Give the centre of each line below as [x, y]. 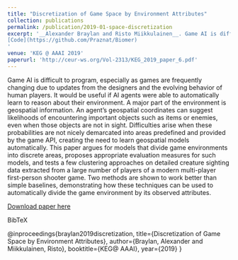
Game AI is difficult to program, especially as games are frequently [105, 80]
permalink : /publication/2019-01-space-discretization [90, 27]
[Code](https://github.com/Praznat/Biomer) [73, 40]
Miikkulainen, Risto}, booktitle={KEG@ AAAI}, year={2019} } [95, 249]
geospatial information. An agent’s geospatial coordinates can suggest [110, 110]
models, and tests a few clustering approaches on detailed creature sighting [118, 162]
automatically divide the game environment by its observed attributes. [109, 192]
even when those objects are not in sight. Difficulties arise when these [110, 125]
